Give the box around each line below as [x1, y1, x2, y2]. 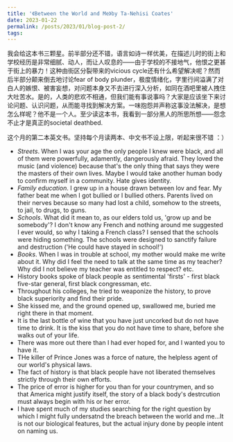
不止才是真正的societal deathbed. [7, 118, 103, 127]
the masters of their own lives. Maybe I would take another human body [17, 169, 223, 177]
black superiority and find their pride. [17, 294, 124, 303]
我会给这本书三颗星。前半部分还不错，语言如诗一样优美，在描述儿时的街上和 [7, 49, 226, 58]
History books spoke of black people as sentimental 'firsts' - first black [17, 272, 221, 281]
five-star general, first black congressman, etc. [17, 280, 152, 288]
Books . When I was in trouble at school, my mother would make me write [17, 250, 226, 258]
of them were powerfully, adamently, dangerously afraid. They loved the [17, 154, 224, 163]
